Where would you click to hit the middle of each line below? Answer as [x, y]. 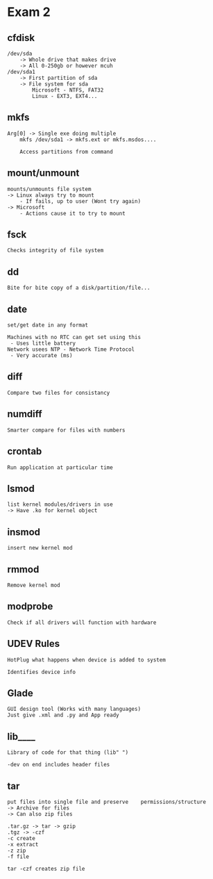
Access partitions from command [66, 151]
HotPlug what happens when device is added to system [87, 660]
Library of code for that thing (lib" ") [68, 753]
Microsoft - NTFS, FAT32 [68, 90]
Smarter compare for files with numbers [67, 430]
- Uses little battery [43, 344]
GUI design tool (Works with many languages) [74, 709]
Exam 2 [29, 12]
